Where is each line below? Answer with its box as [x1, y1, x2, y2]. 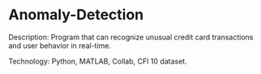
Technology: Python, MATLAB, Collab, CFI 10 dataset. [8, 56, 188, 66]
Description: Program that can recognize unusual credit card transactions [8, 32, 254, 42]
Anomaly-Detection [8, 6, 144, 24]
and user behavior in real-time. [8, 40, 112, 50]
